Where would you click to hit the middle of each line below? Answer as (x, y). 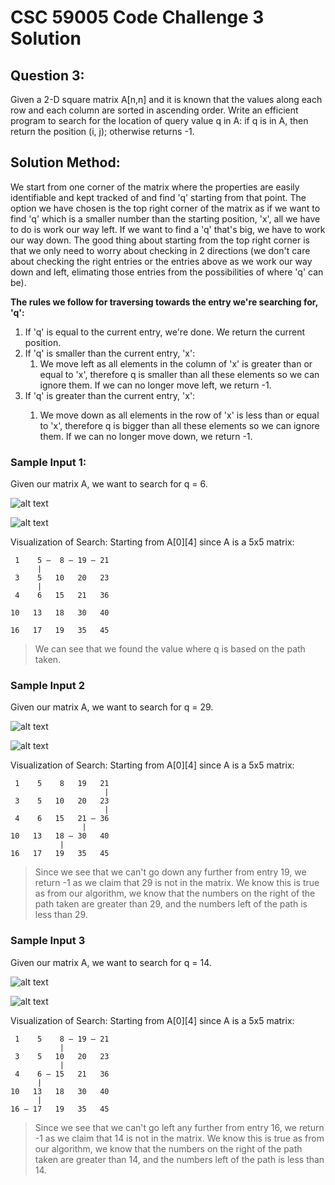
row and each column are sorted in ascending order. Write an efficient (154, 110)
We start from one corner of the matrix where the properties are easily (155, 187)
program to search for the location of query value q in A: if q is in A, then (159, 120)
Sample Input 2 (47, 686)
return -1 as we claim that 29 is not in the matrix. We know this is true (177, 883)
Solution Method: (65, 162)
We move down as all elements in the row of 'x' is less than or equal (179, 415)
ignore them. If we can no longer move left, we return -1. (155, 385)
